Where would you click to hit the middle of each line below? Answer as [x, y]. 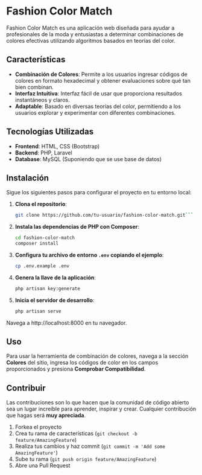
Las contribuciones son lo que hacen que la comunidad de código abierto [98, 403]
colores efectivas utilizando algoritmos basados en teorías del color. [91, 40]
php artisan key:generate [47, 289]
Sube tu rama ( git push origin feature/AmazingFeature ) [86, 459]
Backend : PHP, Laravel [43, 153]
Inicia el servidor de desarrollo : [55, 300]
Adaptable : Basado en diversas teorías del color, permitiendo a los [98, 106]
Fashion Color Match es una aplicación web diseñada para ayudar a [90, 28]
